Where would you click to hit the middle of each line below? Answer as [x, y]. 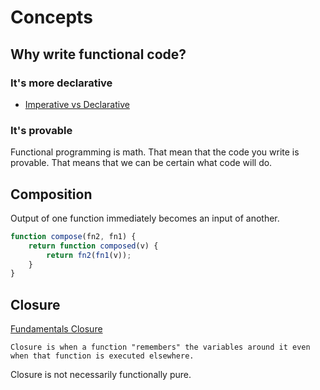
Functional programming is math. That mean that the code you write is [155, 152]
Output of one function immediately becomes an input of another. [145, 218]
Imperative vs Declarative [77, 104]
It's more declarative [61, 83]
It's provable [41, 130]
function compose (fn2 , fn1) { [73, 236]
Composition [51, 194]
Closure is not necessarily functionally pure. [101, 375]
